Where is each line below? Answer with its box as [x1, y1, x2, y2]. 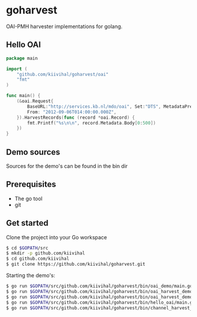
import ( [6, 66, 28, 72]
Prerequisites [6, 180, 56, 189]
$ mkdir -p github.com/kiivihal [6, 250, 85, 256]
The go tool [14, 195, 43, 202]
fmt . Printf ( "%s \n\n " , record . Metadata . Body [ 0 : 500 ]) [27, 120, 157, 126]
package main [6, 55, 38, 61]
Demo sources [6, 147, 60, 157]
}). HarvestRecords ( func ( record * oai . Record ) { [16, 115, 135, 120]
